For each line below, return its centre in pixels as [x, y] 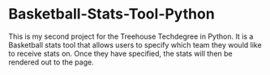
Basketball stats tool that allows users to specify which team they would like [135, 44]
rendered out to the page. [51, 62]
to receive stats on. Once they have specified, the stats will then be [120, 53]
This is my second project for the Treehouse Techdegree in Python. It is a [131, 36]
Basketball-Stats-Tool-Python [111, 14]
